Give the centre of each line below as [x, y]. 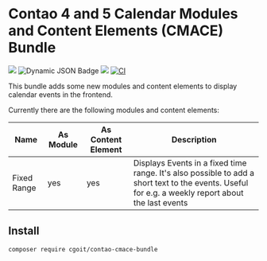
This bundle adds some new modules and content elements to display [123, 86]
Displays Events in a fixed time [190, 162]
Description [194, 139]
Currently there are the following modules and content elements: [114, 110]
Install [24, 231]
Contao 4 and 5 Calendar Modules [123, 14]
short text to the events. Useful [191, 182]
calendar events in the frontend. [61, 94]
